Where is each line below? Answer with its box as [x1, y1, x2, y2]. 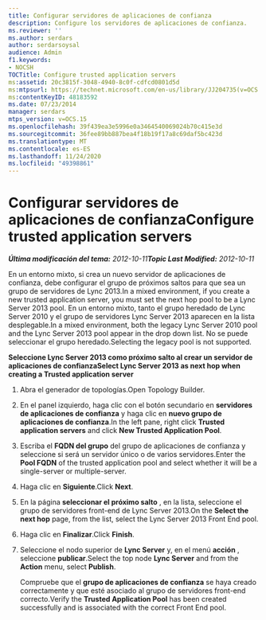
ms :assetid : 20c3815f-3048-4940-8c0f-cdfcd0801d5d [8, 78, 180, 86]
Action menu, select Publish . [19, 562, 116, 571]
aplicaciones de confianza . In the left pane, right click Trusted [19, 417, 225, 427]
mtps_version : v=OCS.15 [8, 115, 88, 123]
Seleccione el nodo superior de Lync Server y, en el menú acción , [19, 545, 241, 555]
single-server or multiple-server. [19, 466, 127, 476]
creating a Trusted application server [8, 369, 134, 379]
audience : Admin [8, 49, 62, 57]
